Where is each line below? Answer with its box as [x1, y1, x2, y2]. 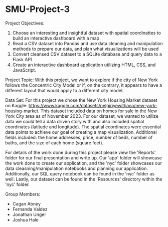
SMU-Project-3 [5, 4, 70, 15]
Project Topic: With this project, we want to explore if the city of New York [5, 77, 158, 83]
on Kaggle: [5, 102, 28, 108]
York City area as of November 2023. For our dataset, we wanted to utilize [5, 113, 159, 119]
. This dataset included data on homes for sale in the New [38, 108, 157, 114]
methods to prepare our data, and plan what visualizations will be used [12, 46, 159, 52]
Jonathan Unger [12, 211, 46, 217]
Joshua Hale [12, 216, 39, 222]
